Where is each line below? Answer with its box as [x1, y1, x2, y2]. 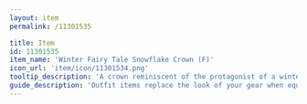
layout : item [9, 13, 59, 23]
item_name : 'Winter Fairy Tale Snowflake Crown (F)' [9, 56, 215, 65]
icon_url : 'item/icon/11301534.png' [9, 64, 149, 73]
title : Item [9, 38, 55, 47]
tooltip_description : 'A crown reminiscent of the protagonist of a [9, 72, 276, 82]
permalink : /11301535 [9, 22, 92, 31]
